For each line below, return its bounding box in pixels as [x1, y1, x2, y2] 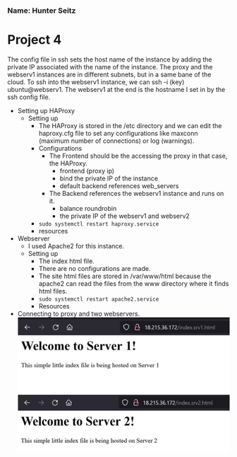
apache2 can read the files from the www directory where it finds [38, 279, 229, 288]
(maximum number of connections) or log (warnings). [38, 137, 195, 145]
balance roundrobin [59, 204, 117, 212]
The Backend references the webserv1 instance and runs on [49, 189, 224, 197]
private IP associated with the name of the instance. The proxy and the [7, 62, 213, 71]
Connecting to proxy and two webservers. [17, 309, 140, 318]
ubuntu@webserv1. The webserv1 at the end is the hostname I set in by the [7, 85, 226, 93]
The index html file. [38, 257, 95, 265]
